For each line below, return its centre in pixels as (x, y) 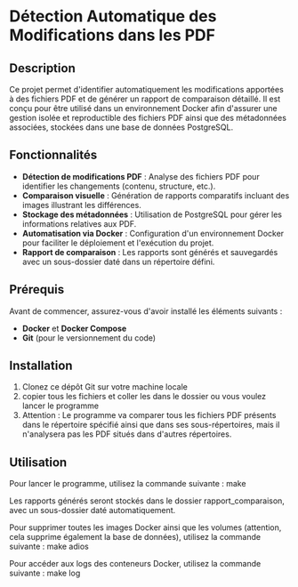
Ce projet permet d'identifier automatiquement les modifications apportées (147, 89)
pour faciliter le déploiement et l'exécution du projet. (118, 243)
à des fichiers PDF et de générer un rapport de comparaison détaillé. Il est (145, 99)
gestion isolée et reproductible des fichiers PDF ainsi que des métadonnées (148, 118)
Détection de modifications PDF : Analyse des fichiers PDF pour (141, 176)
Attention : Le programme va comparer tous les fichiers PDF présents (149, 415)
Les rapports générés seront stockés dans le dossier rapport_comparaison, (147, 501)
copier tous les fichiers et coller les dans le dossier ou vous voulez (144, 397)
